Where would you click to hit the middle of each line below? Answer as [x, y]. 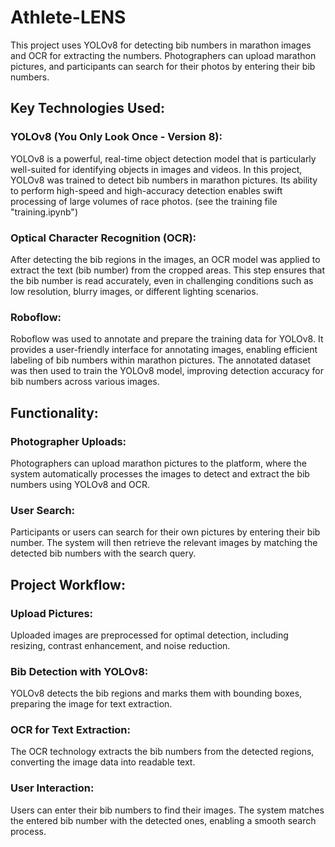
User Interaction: [52, 788]
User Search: [43, 510]
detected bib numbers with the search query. [103, 553]
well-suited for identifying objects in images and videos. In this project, [156, 169]
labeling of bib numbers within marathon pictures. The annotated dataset [161, 360]
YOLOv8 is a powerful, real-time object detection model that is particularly [163, 158]
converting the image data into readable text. [103, 762]
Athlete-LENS [68, 17]
